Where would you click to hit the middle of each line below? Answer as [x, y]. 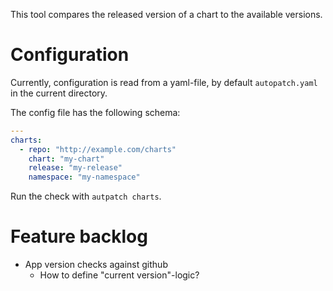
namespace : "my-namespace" [84, 177]
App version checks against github [96, 265]
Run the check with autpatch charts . [86, 196]
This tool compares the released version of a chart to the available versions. [166, 14]
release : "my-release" [75, 168]
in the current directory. [59, 93]
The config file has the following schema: [95, 112]
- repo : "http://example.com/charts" [98, 149]
